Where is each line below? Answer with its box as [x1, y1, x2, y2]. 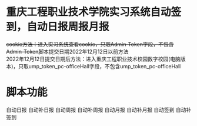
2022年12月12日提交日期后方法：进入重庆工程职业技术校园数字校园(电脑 [6, 55, 181, 62]
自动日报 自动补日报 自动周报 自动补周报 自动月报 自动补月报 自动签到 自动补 [6, 106, 192, 113]
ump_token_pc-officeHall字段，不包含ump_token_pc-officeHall [28, 62, 181, 69]
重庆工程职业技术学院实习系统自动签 [6, 5, 182, 19]
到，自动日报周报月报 [6, 20, 110, 34]
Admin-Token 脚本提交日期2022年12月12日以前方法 [6, 48, 129, 55]
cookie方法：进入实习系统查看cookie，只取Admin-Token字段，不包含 [6, 41, 174, 48]
